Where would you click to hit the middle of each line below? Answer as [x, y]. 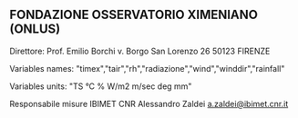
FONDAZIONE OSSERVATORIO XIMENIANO [134, 15]
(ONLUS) [35, 29]
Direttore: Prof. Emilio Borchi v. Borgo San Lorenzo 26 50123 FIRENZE [140, 51]
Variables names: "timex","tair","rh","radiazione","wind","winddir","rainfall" [147, 68]
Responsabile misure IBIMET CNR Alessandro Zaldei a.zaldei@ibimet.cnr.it [149, 103]
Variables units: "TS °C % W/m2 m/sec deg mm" [101, 86]
